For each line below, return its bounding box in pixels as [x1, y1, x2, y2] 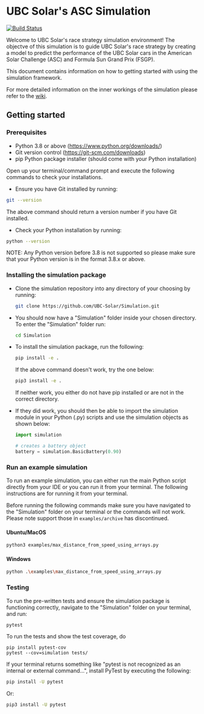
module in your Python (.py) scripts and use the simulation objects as [15, 413, 189, 421]
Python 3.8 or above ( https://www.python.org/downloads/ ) [15, 142, 163, 149]
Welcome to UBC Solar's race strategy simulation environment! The [6, 36, 175, 43]
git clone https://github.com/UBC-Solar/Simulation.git [15, 303, 160, 309]
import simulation [15, 432, 62, 438]
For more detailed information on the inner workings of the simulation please [6, 85, 198, 93]
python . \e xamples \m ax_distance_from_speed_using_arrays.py [6, 569, 162, 575]
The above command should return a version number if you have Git [6, 208, 177, 215]
